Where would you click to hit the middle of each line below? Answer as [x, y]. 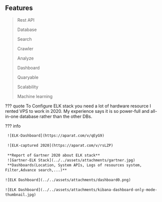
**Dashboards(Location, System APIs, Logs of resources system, [74, 165]
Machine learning [35, 96]
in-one [12, 116]
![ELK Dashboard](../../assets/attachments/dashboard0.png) [68, 180]
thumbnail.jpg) [21, 195]
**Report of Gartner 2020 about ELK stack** [53, 155]
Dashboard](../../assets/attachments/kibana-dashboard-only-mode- [88, 190]
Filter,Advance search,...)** [36, 170]
